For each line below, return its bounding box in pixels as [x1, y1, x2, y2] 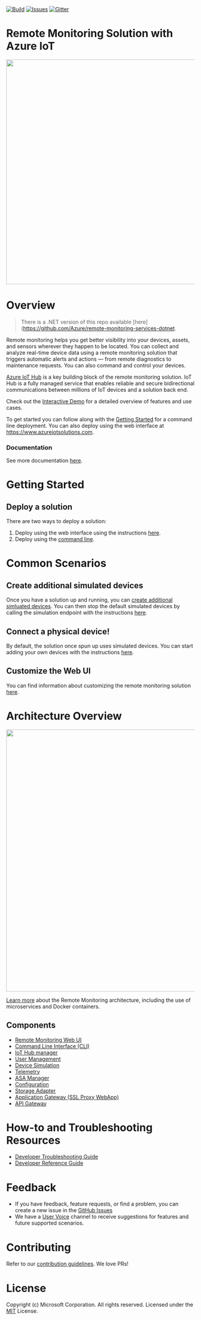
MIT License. [6, 1307, 38, 1315]
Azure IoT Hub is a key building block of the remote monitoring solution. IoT [6, 373, 192, 380]
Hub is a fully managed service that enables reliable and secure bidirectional [6, 379, 195, 386]
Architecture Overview [6, 709, 122, 723]
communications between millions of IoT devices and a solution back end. [6, 386, 188, 393]
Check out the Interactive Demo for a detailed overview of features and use [6, 397, 192, 404]
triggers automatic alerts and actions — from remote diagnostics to [6, 355, 172, 363]
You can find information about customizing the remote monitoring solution [6, 682, 191, 689]
